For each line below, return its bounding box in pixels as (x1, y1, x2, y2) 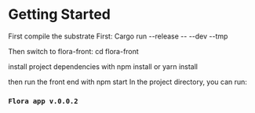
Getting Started (8, 5, 111, 24)
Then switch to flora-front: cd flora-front (8, 46, 139, 56)
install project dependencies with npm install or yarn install (8, 61, 199, 71)
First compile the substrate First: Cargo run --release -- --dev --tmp (8, 31, 228, 41)
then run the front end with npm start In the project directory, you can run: (8, 77, 247, 86)
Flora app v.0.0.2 (8, 97, 78, 105)
